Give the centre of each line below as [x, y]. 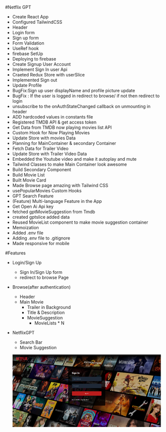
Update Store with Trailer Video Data [50, 154]
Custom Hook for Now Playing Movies [51, 133]
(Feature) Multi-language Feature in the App [57, 201]
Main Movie [31, 302]
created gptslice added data [41, 217]
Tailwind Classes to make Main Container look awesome [69, 164]
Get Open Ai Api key [33, 206]
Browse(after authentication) [41, 287]
